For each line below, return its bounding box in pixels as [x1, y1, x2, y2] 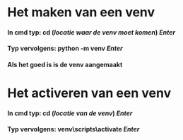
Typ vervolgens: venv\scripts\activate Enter [7, 125, 140, 134]
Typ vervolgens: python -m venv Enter [7, 44, 124, 53]
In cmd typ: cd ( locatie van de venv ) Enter [7, 109, 133, 117]
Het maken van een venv [7, 4, 155, 21]
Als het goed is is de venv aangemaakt [7, 60, 123, 69]
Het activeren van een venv [7, 86, 172, 101]
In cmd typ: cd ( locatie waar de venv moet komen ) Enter [7, 28, 175, 36]
